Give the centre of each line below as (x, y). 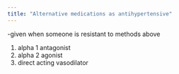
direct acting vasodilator (53, 62)
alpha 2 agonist (40, 55)
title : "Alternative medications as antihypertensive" (90, 14)
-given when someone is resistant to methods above (84, 34)
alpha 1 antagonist (44, 47)
